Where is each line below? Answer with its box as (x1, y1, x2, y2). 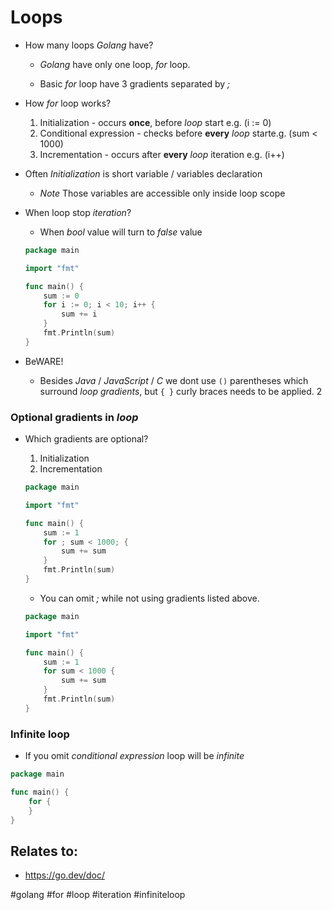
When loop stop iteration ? (24, 206, 132, 218)
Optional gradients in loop (10, 410, 139, 424)
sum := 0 (43, 291, 80, 301)
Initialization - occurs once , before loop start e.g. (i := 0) (39, 116, 272, 128)
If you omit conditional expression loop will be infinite (24, 750, 245, 762)
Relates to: (10, 842, 79, 860)
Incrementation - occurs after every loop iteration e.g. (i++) (39, 148, 285, 160)
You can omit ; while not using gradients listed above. (39, 592, 260, 604)
